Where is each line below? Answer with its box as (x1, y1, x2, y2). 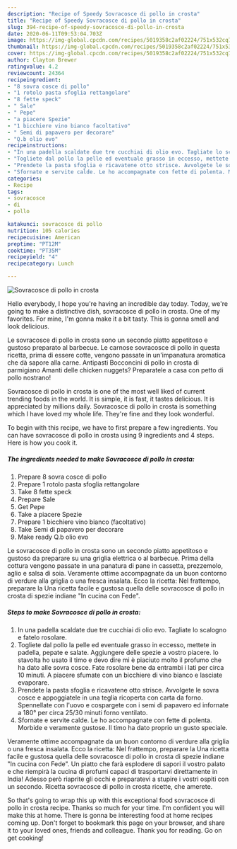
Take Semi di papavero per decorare (17, 525, 124, 533)
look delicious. (7, 322, 49, 330)
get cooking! (7, 833, 44, 842)
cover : (7, 50, 27, 57)
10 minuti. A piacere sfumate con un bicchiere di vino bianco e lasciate (17, 671, 223, 679)
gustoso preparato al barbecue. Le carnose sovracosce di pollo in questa (7, 343, 220, 351)
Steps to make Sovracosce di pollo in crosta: (7, 608, 141, 616)
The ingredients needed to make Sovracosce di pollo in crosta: (7, 455, 195, 463)
